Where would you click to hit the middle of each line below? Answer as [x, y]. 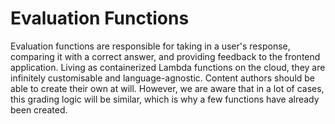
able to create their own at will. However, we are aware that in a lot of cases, [167, 88]
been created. [39, 109]
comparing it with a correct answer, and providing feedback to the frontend [165, 56]
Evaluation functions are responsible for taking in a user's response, [150, 46]
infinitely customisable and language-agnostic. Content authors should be [163, 78]
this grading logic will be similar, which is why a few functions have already [165, 99]
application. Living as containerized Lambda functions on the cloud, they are [168, 67]
